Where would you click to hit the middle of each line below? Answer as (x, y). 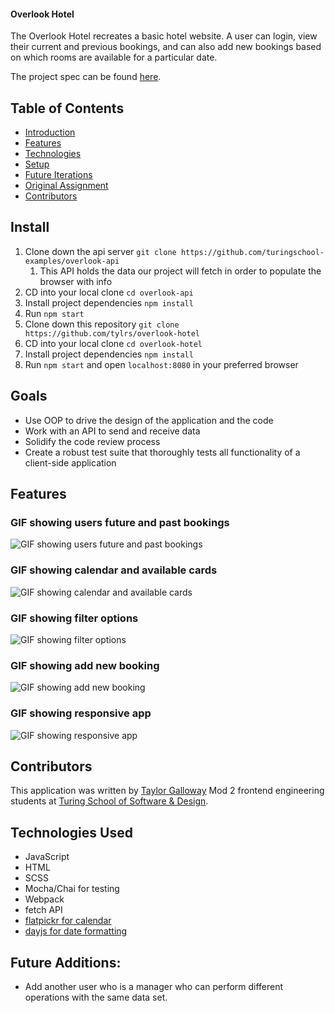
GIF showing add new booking (85, 665)
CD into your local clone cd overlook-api (109, 292)
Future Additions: (66, 962)
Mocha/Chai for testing (72, 889)
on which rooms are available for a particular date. (114, 57)
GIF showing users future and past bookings (120, 522)
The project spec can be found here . (86, 77)
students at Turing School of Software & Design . (109, 801)
